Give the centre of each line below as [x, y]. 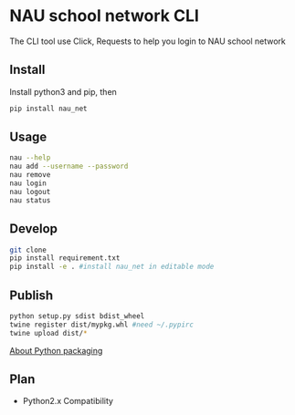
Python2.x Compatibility [68, 401]
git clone [28, 250]
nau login [28, 183]
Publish [32, 295]
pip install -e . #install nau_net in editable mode [112, 267]
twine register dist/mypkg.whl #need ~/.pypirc [102, 325]
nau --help [30, 158]
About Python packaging [56, 350]
